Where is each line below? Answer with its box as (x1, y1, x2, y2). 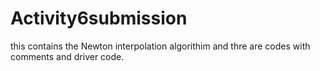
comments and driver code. (10, 50, 125, 62)
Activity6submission (10, 7, 188, 30)
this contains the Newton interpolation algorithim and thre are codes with (10, 40, 311, 52)
